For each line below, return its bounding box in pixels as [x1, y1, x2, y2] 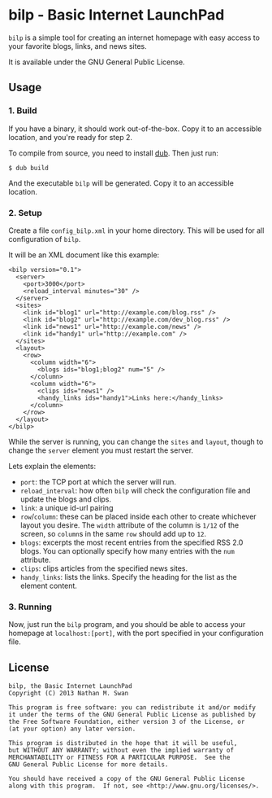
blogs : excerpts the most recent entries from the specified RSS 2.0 [19, 537, 244, 547]
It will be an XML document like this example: [8, 250, 160, 260]
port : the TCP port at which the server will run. [19, 476, 177, 486]
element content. [19, 581, 77, 590]
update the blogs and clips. [19, 494, 112, 504]
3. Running [8, 601, 53, 612]
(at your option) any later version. [8, 725, 136, 734]
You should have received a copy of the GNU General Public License [8, 775, 245, 783]
